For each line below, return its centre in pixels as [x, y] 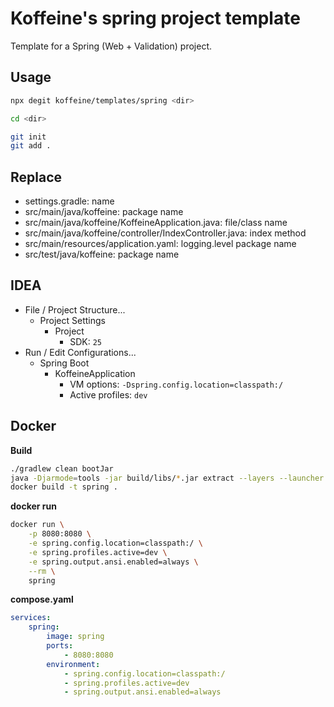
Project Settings [72, 320]
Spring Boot [64, 363]
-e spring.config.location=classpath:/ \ [115, 543]
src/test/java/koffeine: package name [102, 254]
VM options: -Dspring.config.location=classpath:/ [176, 384]
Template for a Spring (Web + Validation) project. [111, 46]
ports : [60, 646]
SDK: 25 [85, 341]
